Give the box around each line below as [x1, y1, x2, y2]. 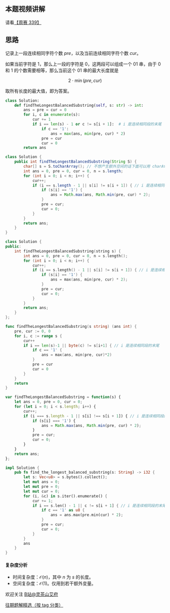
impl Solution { [5, 465, 39, 470]
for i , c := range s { [14, 333, 62, 339]
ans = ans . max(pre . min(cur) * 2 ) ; [50, 512, 123, 517]
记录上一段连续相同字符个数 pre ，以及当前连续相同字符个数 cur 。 [5, 50, 142, 56]
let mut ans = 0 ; [23, 479, 60, 484]
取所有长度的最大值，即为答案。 [5, 88, 72, 94]
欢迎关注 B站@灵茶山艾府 [5, 591, 58, 597]
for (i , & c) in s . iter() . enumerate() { [23, 494, 108, 499]
